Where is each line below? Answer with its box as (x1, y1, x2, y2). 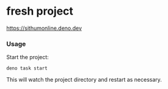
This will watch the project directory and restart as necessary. (6, 76, 162, 84)
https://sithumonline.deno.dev (6, 24, 82, 32)
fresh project (6, 4, 73, 18)
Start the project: (6, 54, 49, 61)
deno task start (6, 65, 48, 71)
